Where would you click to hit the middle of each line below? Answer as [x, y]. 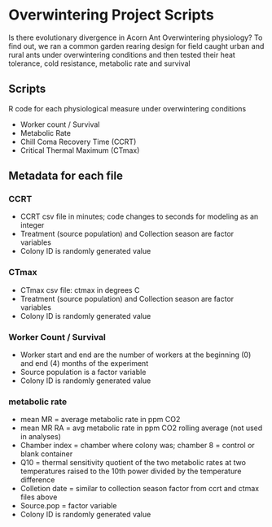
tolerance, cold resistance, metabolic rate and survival [99, 63]
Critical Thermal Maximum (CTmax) [80, 150]
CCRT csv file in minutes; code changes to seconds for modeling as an [139, 216]
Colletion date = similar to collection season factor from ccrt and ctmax [139, 489]
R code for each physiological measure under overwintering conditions [127, 108]
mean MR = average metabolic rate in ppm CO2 [100, 420]
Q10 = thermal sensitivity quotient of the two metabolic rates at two [133, 463]
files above [39, 497]
